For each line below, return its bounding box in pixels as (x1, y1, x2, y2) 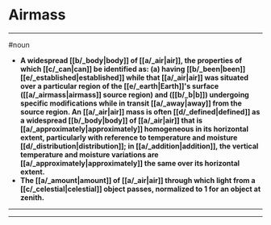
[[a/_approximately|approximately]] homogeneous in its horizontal (19, 123, 248, 134)
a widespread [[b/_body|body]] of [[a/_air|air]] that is (19, 115, 203, 125)
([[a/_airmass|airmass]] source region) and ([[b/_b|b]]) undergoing (19, 90, 250, 99)
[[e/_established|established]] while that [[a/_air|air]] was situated (19, 73, 248, 82)
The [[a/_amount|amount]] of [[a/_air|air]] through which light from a (19, 175, 256, 185)
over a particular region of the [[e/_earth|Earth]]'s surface (19, 81, 219, 90)
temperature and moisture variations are (19, 149, 159, 159)
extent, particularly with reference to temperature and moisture (19, 132, 238, 142)
